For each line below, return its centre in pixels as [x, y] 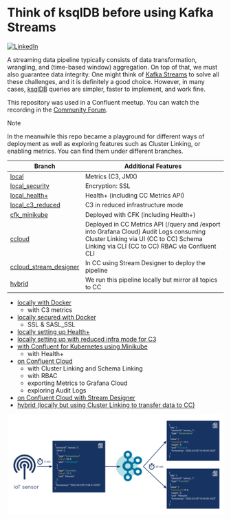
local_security [30, 186]
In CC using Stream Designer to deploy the [145, 263]
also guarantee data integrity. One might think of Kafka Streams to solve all [113, 74]
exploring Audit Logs [57, 390]
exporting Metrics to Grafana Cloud [77, 383]
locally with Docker [44, 302]
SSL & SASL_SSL [51, 324]
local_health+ [29, 196]
